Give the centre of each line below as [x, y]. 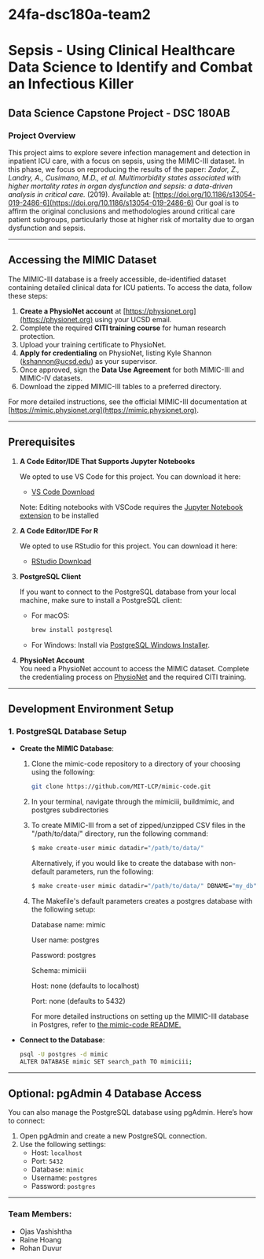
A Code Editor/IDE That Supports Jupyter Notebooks [107, 461]
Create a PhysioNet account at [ [73, 311]
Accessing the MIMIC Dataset [82, 260]
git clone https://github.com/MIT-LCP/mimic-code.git [121, 787]
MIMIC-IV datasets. [51, 378]
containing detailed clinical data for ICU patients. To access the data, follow [130, 287]
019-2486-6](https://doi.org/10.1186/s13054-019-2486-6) [101, 203]
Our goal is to [217, 203]
